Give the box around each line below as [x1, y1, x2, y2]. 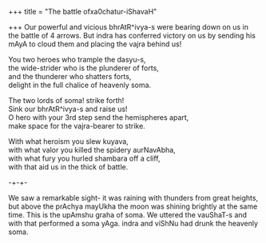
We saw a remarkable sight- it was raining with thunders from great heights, [8, 193, 258, 202]
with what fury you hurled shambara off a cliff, [8, 153, 161, 163]
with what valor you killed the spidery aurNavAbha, [8, 145, 176, 154]
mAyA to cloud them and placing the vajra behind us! [8, 39, 182, 49]
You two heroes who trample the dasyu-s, [8, 55, 146, 64]
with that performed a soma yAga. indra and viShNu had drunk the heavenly [8, 219, 258, 228]
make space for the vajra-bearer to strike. [8, 121, 145, 130]
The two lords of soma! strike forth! [8, 96, 125, 105]
